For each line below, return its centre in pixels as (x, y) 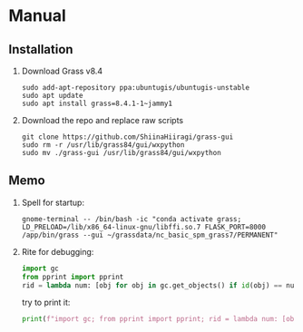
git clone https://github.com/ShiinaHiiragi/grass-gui (127, 137)
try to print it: (46, 303)
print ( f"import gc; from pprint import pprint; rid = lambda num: (150, 319)
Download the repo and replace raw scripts (103, 120)
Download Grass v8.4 (62, 71)
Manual (38, 16)
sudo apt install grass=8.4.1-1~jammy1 (97, 103)
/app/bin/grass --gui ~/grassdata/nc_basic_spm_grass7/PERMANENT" (150, 235)
